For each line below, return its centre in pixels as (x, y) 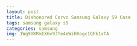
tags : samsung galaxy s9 (37, 23)
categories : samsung (32, 28)
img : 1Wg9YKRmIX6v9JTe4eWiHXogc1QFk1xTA (58, 34)
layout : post (23, 12)
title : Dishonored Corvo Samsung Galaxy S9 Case (68, 17)
